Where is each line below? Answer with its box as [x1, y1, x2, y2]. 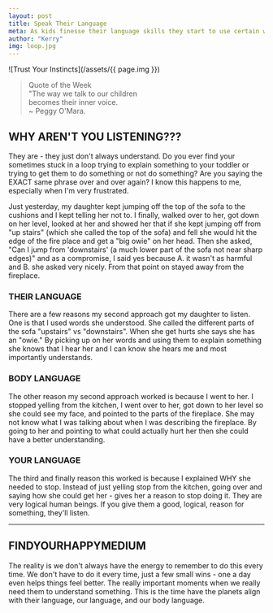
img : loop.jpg [8, 42, 57, 50]
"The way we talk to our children [28, 89, 138, 98]
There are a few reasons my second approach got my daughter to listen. [8, 310, 250, 320]
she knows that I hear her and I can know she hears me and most [8, 344, 227, 354]
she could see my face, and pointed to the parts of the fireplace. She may [8, 408, 255, 419]
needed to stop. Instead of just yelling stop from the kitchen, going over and [8, 481, 262, 492]
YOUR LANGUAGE [8, 454, 81, 466]
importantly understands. [8, 353, 93, 363]
